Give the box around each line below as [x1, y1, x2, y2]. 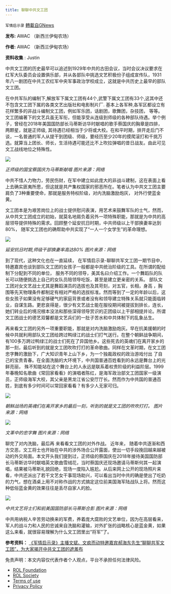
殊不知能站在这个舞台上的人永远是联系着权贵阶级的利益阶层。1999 [24, 363, 164, 369]
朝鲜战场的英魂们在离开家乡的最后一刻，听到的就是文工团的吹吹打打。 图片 [5, 403, 163, 409]
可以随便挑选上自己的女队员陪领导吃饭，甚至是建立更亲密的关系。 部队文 [9, 276, 163, 282]
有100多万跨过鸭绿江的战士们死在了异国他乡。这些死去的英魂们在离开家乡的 [5, 338, 164, 344]
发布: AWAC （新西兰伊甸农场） [5, 33, 72, 39]
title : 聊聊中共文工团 [5, 7, 48, 13]
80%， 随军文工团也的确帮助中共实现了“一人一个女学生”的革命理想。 [5, 226, 150, 232]
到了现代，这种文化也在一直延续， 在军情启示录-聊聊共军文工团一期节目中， [5, 257, 165, 263]
